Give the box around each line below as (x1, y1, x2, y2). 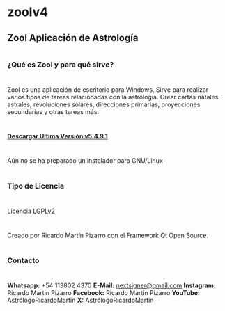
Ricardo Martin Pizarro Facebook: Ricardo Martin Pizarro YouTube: (7, 289, 201, 297)
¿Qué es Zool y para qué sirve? (7, 60, 114, 70)
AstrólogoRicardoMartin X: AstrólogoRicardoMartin (7, 296, 154, 305)
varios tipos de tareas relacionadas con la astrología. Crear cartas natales (7, 93, 219, 101)
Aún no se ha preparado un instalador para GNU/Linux (7, 157, 163, 165)
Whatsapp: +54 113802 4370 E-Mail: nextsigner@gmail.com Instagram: (7, 281, 216, 289)
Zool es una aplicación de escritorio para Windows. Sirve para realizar (7, 85, 209, 94)
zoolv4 (7, 4, 49, 20)
